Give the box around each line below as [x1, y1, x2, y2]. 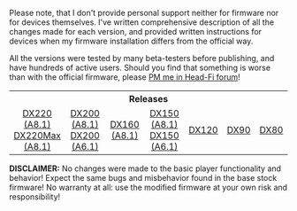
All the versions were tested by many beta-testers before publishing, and [9, 53, 275, 63]
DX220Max [13, 129, 62, 141]
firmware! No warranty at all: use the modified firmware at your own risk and [9, 182, 288, 192]
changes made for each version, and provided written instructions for [9, 27, 263, 36]
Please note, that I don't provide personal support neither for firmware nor [9, 8, 279, 18]
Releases [128, 93, 169, 105]
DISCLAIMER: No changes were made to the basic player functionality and [9, 163, 281, 174]
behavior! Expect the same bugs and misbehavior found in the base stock [9, 173, 278, 183]
